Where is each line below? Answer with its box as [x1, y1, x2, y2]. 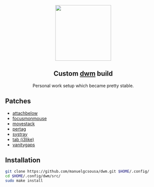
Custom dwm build [53, 69, 113, 78]
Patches [5, 97, 31, 105]
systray [12, 131, 28, 137]
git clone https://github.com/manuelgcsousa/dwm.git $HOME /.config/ [5, 169, 150, 174]
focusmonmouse [12, 115, 47, 121]
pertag [12, 126, 26, 132]
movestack [12, 121, 35, 127]
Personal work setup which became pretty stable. [32, 83, 134, 89]
